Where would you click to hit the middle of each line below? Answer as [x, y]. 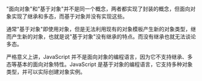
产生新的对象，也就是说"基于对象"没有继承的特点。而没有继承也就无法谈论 [104, 37]
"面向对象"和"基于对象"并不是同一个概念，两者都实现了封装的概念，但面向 [99, 9]
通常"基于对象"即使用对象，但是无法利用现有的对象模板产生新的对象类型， [99, 29]
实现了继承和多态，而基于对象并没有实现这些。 [69, 16]
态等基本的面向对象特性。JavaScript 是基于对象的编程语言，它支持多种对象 [99, 64]
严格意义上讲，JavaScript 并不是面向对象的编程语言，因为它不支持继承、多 [99, 57]
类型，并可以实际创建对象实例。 [46, 72]
